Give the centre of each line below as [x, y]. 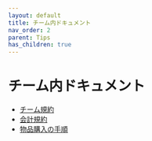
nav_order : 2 [29, 30]
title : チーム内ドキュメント [50, 23]
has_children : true [40, 45]
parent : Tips [29, 37]
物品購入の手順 [43, 129]
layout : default [34, 15]
